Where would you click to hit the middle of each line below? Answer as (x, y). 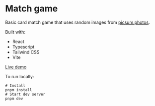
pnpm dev (14, 99)
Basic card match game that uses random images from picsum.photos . (77, 22)
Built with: (15, 32)
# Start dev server (25, 94)
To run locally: (20, 76)
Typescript (23, 47)
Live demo (16, 67)
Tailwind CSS (26, 52)
